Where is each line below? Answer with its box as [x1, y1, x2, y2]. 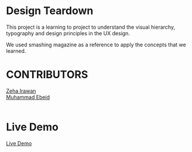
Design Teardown [6, 4, 94, 18]
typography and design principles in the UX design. [6, 29, 131, 36]
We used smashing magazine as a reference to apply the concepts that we [6, 41, 186, 48]
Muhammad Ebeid [6, 93, 50, 100]
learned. [6, 47, 26, 54]
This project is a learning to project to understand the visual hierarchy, [6, 23, 176, 31]
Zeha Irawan [6, 87, 36, 94]
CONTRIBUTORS [6, 68, 88, 82]
